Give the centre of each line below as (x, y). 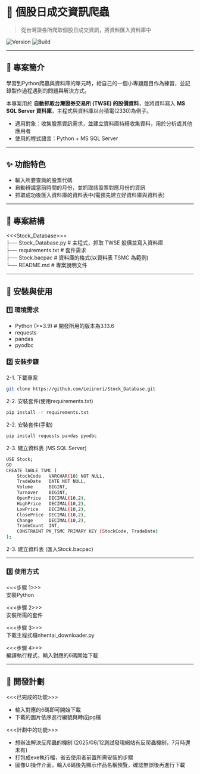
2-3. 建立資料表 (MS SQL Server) (47, 448)
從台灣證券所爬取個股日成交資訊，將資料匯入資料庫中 (86, 30)
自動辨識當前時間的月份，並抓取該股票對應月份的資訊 (80, 187)
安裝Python (20, 595)
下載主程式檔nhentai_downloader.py (50, 635)
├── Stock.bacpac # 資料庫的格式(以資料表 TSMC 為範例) (77, 258)
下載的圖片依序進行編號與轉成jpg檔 (58, 717)
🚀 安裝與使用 (29, 291)
